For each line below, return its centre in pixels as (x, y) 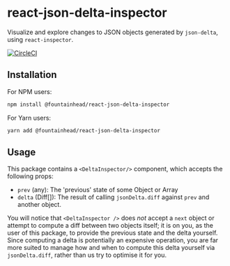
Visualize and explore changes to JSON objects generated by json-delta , (113, 32)
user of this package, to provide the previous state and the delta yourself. (113, 233)
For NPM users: (30, 91)
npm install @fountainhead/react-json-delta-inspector (89, 104)
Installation (32, 75)
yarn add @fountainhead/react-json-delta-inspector (84, 130)
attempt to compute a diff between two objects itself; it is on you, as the (110, 226)
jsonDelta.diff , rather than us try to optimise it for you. (87, 255)
